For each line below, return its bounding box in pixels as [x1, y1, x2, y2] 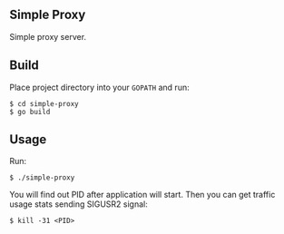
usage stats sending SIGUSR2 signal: [9, 199, 148, 210]
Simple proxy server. [9, 31, 87, 42]
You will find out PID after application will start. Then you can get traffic [9, 190, 276, 200]
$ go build [9, 107, 51, 116]
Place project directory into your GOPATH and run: [9, 82, 190, 93]
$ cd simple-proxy [9, 99, 79, 108]
